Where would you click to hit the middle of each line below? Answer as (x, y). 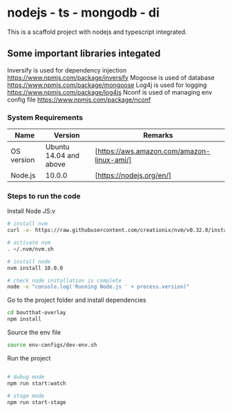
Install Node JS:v (31, 211)
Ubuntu (58, 147)
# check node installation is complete (65, 280)
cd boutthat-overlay (37, 313)
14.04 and (62, 155)
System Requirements (45, 117)
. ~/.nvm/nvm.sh (30, 249)
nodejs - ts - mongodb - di (84, 13)
